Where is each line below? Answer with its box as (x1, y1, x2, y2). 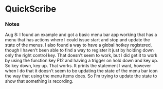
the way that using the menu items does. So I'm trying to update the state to (5, 73, 157, 79)
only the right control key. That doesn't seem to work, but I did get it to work (5, 53, 158, 58)
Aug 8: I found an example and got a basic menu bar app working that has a (5, 32, 157, 37)
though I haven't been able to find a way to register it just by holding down (5, 47, 154, 53)
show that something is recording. (5, 78, 73, 84)
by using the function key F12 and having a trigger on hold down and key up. (5, 57, 159, 64)
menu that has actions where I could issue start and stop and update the (5, 37, 150, 43)
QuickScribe (5, 3, 56, 15)
